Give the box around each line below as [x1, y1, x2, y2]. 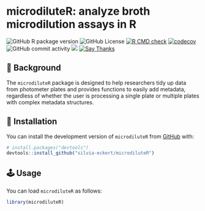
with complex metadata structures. [6, 98, 94, 105]
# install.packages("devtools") [6, 144, 89, 151]
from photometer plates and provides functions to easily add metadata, [6, 85, 186, 93]
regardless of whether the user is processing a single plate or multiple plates [6, 92, 199, 99]
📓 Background [6, 63, 61, 73]
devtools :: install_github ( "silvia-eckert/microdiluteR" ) [6, 150, 155, 156]
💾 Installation [6, 117, 58, 127]
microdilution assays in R [6, 17, 136, 31]
